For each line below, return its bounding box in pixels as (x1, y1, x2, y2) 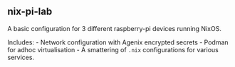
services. (7, 53, 34, 61)
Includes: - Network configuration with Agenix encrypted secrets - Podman (7, 38, 229, 47)
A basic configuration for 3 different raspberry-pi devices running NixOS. (7, 24, 222, 32)
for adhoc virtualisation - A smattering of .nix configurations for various (7, 45, 219, 54)
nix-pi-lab (7, 6, 53, 18)
